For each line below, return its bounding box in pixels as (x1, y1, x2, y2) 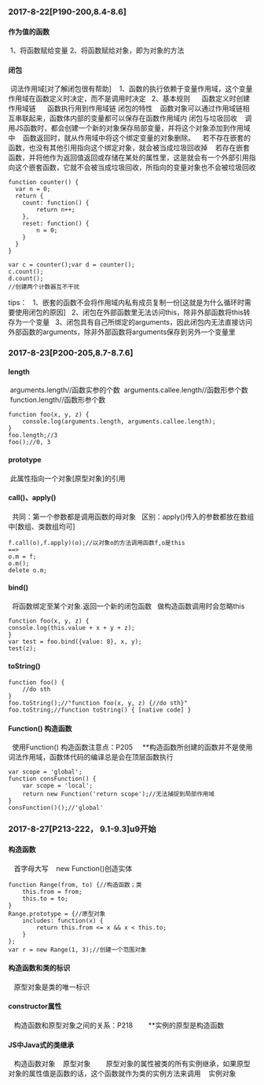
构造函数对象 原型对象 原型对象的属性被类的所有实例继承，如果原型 (13, 1059, 251, 1068)
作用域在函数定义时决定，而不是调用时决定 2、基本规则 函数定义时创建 (8, 94, 250, 104)
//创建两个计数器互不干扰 (8, 283, 80, 291)
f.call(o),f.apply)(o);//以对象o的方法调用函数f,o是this (8, 539, 185, 546)
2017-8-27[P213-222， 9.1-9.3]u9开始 (8, 824, 156, 835)
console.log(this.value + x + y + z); (8, 624, 135, 632)
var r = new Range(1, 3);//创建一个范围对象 (8, 946, 147, 954)
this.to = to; (22, 895, 68, 903)
